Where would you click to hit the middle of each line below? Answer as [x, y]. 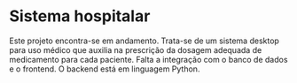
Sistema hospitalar [80, 16]
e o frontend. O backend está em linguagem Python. [105, 69]
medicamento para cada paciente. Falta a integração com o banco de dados [148, 59]
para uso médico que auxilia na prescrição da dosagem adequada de [136, 49]
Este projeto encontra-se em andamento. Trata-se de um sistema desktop [144, 41]
